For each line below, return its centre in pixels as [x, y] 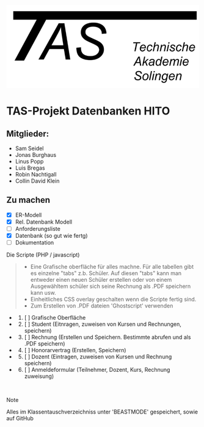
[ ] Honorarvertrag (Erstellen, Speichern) [75, 350]
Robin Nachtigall [36, 174]
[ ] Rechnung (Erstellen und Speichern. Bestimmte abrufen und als [107, 337]
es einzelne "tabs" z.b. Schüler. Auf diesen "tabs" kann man [106, 273]
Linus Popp [29, 161]
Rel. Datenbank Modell [43, 222]
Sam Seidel [29, 148]
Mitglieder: [28, 134]
